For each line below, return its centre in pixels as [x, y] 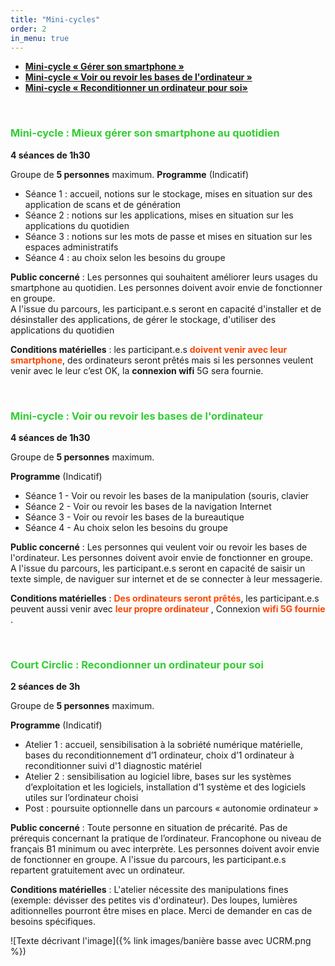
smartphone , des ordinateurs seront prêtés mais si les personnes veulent [162, 360]
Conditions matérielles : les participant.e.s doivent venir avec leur [149, 349]
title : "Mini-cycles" [55, 19]
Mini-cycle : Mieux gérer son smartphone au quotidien [145, 133]
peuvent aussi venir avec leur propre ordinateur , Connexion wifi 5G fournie [168, 608]
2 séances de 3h [45, 687]
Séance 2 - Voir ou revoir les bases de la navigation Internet [148, 506]
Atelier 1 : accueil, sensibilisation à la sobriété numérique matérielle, [164, 745]
